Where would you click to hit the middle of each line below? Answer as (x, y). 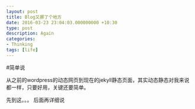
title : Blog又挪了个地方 (34, 17)
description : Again (30, 34)
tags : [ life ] (22, 50)
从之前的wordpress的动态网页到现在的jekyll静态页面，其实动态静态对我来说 (98, 80)
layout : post (22, 11)
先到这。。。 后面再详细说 (35, 100)
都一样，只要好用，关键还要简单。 (48, 87)
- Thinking (19, 45)
